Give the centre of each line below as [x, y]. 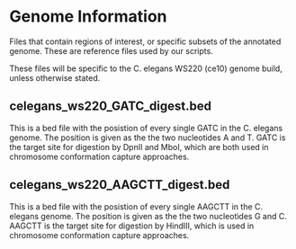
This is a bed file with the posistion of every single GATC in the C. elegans [146, 128]
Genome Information [89, 17]
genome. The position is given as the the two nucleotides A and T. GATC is [148, 138]
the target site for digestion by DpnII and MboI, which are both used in [139, 147]
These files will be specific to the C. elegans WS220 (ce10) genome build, [146, 68]
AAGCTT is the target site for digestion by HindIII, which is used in [132, 226]
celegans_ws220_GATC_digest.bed [110, 107]
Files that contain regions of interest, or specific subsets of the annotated [145, 41]
